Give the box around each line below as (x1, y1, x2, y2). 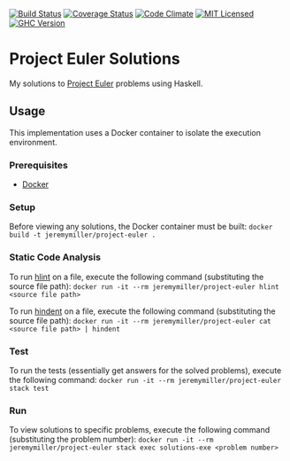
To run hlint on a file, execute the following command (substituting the (9, 271, 264, 282)
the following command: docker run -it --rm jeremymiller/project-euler (9, 374, 281, 385)
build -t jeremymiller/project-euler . (9, 230, 156, 239)
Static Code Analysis (9, 251, 102, 263)
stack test (9, 384, 50, 393)
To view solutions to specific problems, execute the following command (9, 425, 271, 435)
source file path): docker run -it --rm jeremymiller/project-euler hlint (9, 280, 280, 292)
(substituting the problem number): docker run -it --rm (9, 434, 214, 445)
